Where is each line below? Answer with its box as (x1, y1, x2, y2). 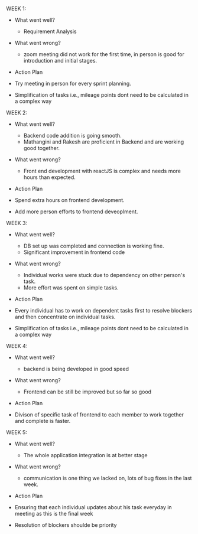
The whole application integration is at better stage (23, 452, 148, 458)
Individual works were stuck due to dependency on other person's (23, 272, 186, 278)
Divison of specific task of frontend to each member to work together (14, 411, 184, 418)
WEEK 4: (6, 343, 28, 349)
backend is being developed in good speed (23, 366, 129, 372)
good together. (23, 145, 60, 151)
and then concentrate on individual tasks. (14, 313, 116, 320)
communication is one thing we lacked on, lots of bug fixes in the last (23, 475, 192, 481)
